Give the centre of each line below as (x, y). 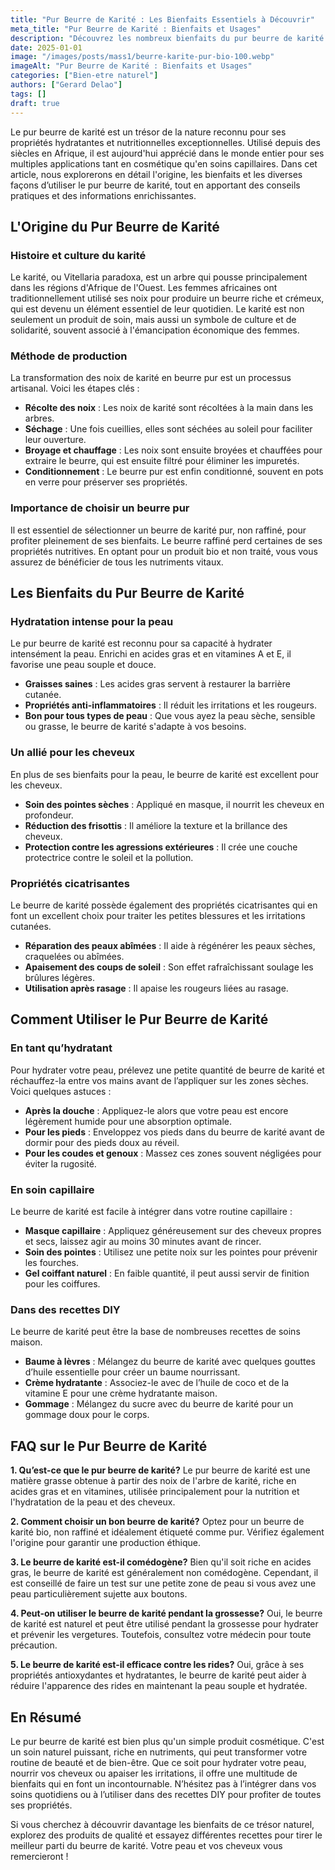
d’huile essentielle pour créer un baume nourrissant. (132, 1372)
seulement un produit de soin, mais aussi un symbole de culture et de (153, 320)
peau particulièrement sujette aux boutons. (99, 1594)
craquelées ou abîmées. (74, 957)
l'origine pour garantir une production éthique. (105, 1543)
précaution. (34, 1645)
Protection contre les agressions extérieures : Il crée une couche (161, 847)
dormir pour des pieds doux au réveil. (102, 1142)
